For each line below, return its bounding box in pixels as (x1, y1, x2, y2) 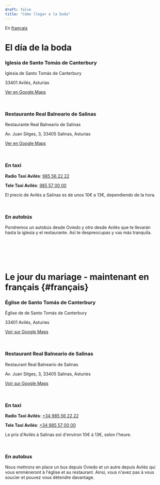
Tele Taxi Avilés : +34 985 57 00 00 (5, 422, 76, 428)
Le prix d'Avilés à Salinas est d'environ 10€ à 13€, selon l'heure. (5, 432, 132, 437)
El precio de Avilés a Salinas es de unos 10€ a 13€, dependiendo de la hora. (5, 192, 156, 198)
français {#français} (5, 282, 89, 293)
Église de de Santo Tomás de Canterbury (5, 310, 87, 316)
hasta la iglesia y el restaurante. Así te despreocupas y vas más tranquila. (5, 229, 152, 235)
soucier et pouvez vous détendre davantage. (5, 474, 95, 481)
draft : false (5, 7, 32, 12)
